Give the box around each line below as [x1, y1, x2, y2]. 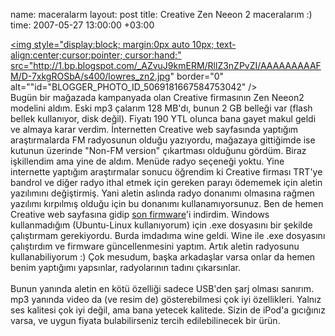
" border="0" [169, 70, 225, 82]
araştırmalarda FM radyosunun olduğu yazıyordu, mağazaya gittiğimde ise [10, 134, 316, 146]
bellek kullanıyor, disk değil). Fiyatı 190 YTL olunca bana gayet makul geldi [10, 113, 317, 124]
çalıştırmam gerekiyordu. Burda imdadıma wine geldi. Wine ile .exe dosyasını [10, 230, 326, 241]
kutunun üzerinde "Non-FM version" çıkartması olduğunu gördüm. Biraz [10, 145, 307, 156]
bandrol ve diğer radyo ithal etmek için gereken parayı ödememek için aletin [10, 177, 323, 188]
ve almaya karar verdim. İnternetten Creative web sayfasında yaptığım [10, 124, 299, 135]
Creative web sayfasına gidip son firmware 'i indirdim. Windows [10, 209, 270, 220]
